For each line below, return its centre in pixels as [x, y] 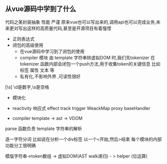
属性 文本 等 [42, 70]
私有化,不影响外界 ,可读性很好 [50, 76]
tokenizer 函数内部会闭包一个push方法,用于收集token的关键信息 [85, 63]
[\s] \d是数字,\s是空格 [27, 87]
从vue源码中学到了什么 [41, 9]
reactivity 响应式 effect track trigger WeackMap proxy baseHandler [81, 108]
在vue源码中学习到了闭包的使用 [52, 51]
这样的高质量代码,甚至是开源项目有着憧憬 [69, 28]
